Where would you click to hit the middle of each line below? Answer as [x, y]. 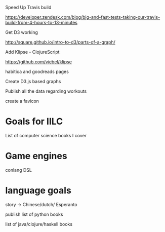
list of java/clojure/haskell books [39, 224]
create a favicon [22, 101]
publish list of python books [34, 214]
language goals [38, 191]
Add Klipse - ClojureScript [32, 52]
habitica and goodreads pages [37, 71]
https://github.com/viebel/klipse [39, 62]
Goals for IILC [34, 122]
